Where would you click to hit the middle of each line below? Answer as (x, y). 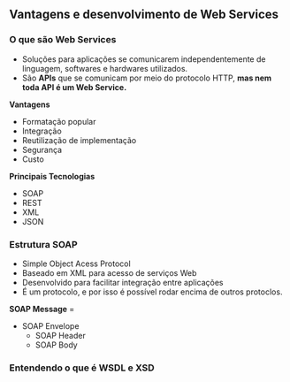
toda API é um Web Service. (74, 87)
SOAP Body (56, 345)
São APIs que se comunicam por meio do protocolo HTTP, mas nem (147, 78)
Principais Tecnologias (52, 176)
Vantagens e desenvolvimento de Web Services (144, 15)
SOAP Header (60, 335)
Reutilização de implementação (79, 140)
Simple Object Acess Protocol (76, 264)
